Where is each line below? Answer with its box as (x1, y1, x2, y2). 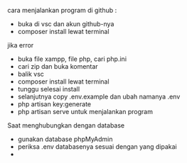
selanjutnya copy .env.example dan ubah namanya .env (17, 92, 181, 101)
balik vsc (17, 70, 45, 78)
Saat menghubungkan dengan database (7, 121, 125, 130)
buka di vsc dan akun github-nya (17, 20, 114, 28)
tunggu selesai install (17, 85, 80, 93)
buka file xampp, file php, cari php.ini (17, 55, 127, 63)
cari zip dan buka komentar (17, 62, 98, 70)
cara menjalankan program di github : (7, 6, 117, 14)
